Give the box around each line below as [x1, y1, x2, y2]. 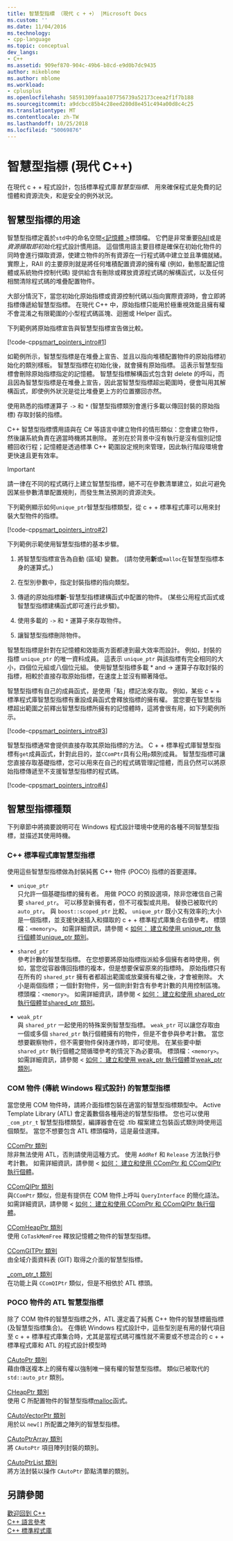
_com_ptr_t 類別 [7, 1270, 53, 1278]
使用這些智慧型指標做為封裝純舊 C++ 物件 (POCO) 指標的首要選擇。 [7, 867, 201, 876]
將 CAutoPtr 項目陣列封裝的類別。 [7, 1443, 103, 1451]
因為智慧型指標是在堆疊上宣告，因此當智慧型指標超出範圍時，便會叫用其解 [12, 378, 226, 386]
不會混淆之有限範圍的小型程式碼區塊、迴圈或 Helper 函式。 [7, 309, 175, 318]
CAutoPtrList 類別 [7, 1458, 58, 1467]
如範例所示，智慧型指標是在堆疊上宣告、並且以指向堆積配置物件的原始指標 [7, 352, 220, 361]
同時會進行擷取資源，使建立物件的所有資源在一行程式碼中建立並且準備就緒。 [7, 251, 226, 259]
